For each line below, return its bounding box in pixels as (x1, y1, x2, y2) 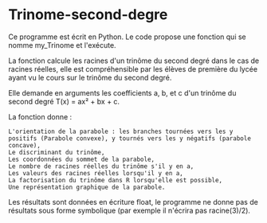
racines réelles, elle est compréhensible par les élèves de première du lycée (8, 64, 257, 73)
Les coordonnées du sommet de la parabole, (8, 155, 155, 163)
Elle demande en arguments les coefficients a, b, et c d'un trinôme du (8, 88, 237, 97)
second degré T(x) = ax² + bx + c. (8, 96, 120, 106)
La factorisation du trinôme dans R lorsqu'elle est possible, (8, 176, 223, 184)
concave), (8, 141, 41, 149)
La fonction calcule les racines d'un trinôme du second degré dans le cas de (8, 56, 260, 65)
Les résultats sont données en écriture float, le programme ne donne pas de (8, 197, 259, 206)
